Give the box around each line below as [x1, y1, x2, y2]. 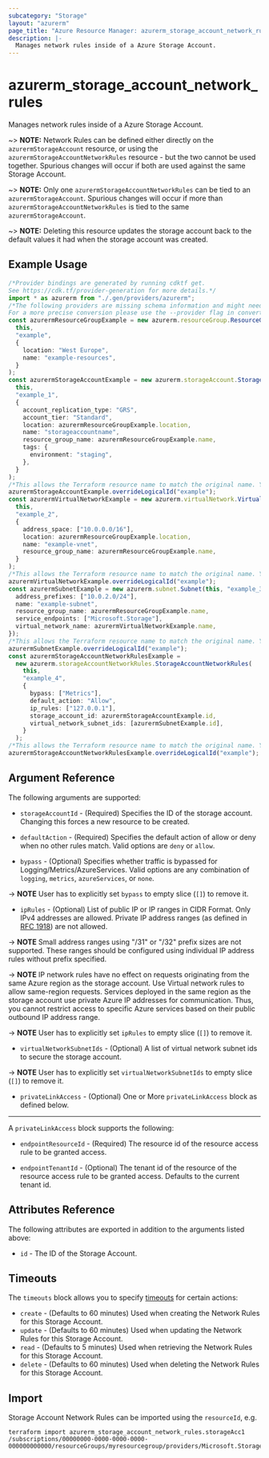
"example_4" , [22, 675, 66, 683]
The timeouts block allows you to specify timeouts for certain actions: [8, 1293, 239, 1302]
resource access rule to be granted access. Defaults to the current [19, 1171, 240, 1180]
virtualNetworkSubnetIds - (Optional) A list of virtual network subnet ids [19, 1043, 258, 1053]
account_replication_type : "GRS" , [22, 406, 138, 414]
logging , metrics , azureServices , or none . [19, 873, 155, 883]
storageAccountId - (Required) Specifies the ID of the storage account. [19, 808, 253, 818]
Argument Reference [8, 771, 115, 785]
